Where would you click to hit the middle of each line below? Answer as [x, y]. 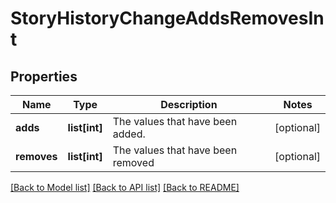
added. [129, 134]
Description [189, 104]
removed [133, 162]
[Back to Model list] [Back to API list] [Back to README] [125, 187]
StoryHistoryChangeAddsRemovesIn [167, 18]
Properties [44, 76]
